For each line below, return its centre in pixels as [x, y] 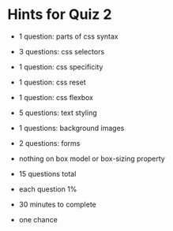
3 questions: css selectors [62, 51]
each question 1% [48, 189]
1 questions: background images [71, 128]
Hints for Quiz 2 [60, 15]
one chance [38, 219]
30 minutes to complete [57, 204]
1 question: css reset [52, 82]
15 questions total [47, 173]
